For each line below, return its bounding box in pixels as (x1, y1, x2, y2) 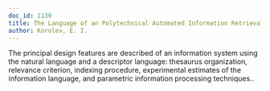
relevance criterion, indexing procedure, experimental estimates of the (8, 65, 242, 75)
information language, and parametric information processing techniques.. (8, 73, 255, 84)
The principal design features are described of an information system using (8, 49, 259, 58)
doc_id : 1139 (8, 11, 52, 20)
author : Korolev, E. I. (8, 26, 88, 34)
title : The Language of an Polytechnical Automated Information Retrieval (8, 19, 264, 27)
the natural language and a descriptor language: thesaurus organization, (8, 57, 247, 66)
